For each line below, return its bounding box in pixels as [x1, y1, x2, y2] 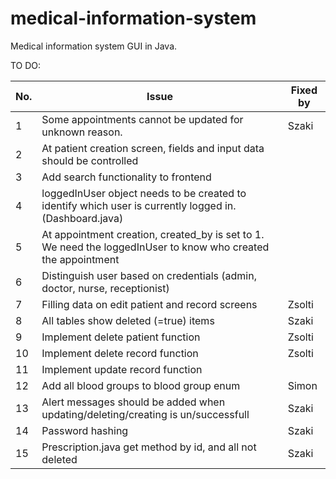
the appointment [41, 252, 120, 266]
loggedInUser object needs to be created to [41, 186, 247, 200]
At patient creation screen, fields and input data [41, 141, 265, 155]
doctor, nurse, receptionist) [41, 281, 170, 295]
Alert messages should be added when [41, 395, 226, 409]
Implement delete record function [41, 346, 199, 360]
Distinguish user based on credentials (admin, [41, 268, 257, 282]
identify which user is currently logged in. [41, 198, 237, 212]
